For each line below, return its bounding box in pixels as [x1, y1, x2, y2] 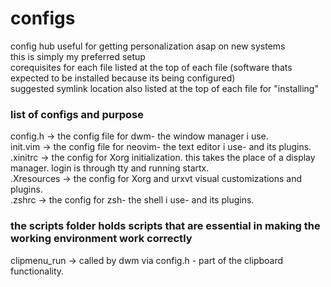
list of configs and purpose [10, 107, 145, 121]
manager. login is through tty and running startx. [10, 162, 210, 174]
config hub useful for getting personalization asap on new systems [10, 40, 286, 52]
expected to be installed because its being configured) [10, 72, 236, 84]
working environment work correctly [10, 232, 193, 246]
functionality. [10, 265, 65, 277]
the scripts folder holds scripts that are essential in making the [10, 219, 321, 233]
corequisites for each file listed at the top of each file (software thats [10, 61, 293, 73]
